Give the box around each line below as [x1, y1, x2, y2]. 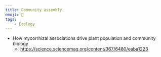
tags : [5, 17, 17, 22]
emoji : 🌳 [5, 12, 24, 17]
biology [12, 41, 29, 47]
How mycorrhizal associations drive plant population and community [12, 35, 156, 41]
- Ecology [14, 21, 35, 27]
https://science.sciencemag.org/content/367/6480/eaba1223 [20, 46, 148, 52]
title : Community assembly [5, 7, 62, 13]
